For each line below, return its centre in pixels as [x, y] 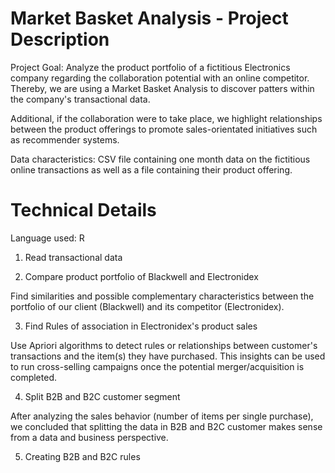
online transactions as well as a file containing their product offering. [151, 169]
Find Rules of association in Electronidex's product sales [141, 326]
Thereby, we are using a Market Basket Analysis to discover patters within [162, 88]
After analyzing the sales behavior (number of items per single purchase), [162, 416]
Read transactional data [73, 257]
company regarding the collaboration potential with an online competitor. [160, 78]
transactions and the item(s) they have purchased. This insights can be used [168, 356]
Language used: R [47, 238]
